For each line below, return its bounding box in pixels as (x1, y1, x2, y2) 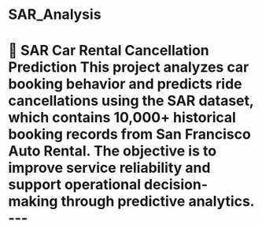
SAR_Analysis (8, 6, 101, 24)
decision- (144, 176, 208, 194)
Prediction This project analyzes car (8, 58, 249, 77)
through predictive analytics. (61, 192, 255, 211)
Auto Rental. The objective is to (8, 142, 217, 160)
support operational (8, 176, 142, 194)
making (8, 192, 58, 211)
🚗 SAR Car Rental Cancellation (8, 42, 210, 60)
